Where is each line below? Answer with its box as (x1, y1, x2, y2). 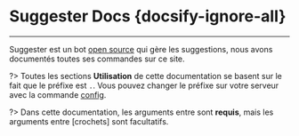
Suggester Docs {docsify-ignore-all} (9, 6, 287, 27)
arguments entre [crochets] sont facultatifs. (9, 116, 169, 126)
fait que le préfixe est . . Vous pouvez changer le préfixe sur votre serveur (9, 80, 279, 91)
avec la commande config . (9, 89, 107, 100)
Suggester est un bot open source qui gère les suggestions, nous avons (9, 44, 273, 54)
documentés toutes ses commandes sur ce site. (9, 53, 185, 64)
